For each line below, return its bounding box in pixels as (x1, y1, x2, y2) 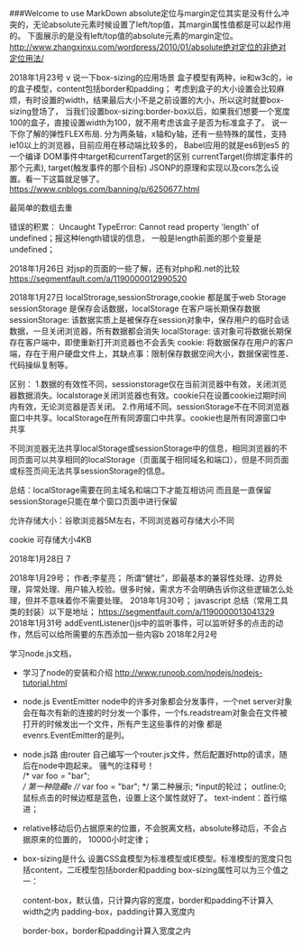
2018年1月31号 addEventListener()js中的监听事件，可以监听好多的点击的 (9, 618, 276, 628)
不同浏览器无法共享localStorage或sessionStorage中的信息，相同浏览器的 (9, 443, 279, 454)
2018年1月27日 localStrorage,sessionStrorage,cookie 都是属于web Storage (9, 292, 287, 302)
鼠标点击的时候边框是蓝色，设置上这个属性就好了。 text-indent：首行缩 (22, 793, 287, 803)
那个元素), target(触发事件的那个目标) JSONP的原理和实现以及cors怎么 (9, 162, 272, 173)
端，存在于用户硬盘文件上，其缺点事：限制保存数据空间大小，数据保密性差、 (9, 348, 294, 359)
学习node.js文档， (9, 648, 77, 658)
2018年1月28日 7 (9, 554, 71, 564)
